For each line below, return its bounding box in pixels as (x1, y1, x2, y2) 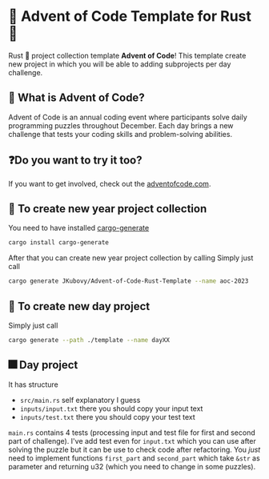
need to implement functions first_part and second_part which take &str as (8, 453, 260, 463)
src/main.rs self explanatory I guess (19, 395, 141, 405)
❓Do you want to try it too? (8, 154, 143, 167)
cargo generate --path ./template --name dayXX (8, 336, 171, 344)
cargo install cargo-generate (8, 239, 110, 247)
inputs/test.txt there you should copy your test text (19, 412, 196, 421)
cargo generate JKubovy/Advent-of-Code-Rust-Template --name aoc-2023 (8, 277, 249, 285)
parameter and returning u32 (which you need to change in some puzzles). (8, 461, 256, 471)
